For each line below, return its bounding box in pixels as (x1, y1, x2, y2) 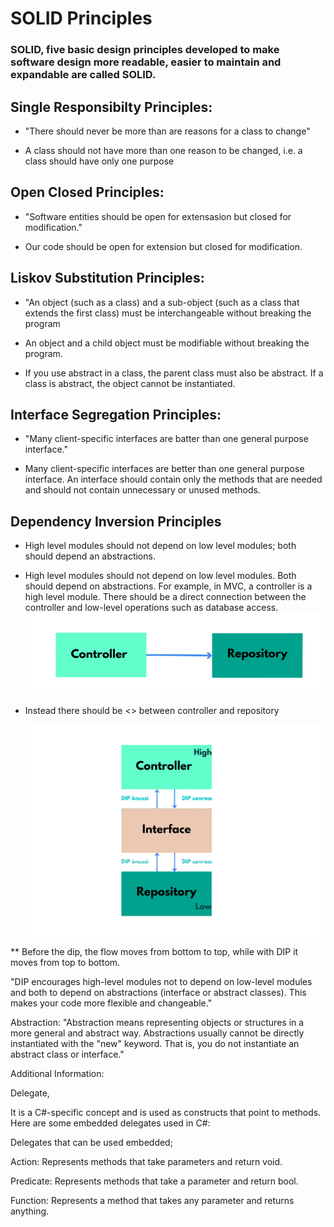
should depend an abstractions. (24, 550, 156, 562)
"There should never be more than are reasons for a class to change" (24, 125, 311, 137)
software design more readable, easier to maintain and (10, 55, 282, 69)
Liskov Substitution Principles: (10, 270, 205, 287)
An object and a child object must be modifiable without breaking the (24, 337, 310, 349)
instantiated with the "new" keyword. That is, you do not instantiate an (10, 1038, 300, 1050)
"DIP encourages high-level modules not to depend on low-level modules (10, 976, 313, 988)
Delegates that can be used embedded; (10, 1137, 173, 1149)
